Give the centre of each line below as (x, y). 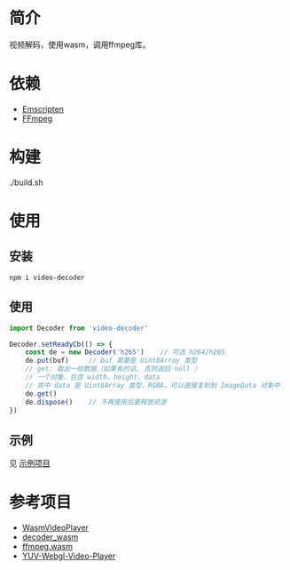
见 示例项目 (30, 463)
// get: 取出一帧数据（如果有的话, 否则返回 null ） (113, 369)
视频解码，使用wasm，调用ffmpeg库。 (80, 44)
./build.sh (26, 182)
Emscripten (43, 108)
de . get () (41, 393)
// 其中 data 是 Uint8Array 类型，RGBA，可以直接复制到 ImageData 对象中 (153, 385)
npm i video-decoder (47, 277)
